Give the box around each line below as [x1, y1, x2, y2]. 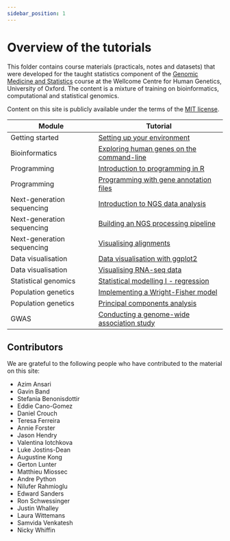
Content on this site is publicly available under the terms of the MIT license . [7, 104, 220, 113]
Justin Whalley [16, 504, 60, 512]
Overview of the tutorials [7, 39, 152, 55]
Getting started [10, 133, 60, 142]
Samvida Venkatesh [16, 519, 73, 527]
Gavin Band [16, 387, 50, 395]
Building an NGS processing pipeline [98, 218, 216, 228]
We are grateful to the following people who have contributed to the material [7, 360, 222, 368]
